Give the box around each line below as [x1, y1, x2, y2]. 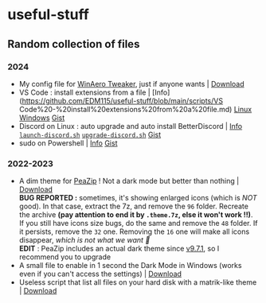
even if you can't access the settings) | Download [18, 269, 182, 279]
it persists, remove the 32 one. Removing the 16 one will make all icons [18, 227, 250, 236]
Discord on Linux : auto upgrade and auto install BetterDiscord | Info [18, 121, 243, 130]
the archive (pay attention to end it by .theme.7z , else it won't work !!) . [18, 210, 253, 219]
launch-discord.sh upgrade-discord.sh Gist [18, 130, 162, 139]
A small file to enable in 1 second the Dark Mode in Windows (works [18, 261, 242, 270]
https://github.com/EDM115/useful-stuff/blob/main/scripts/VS [22, 95, 224, 105]
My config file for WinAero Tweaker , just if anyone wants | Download [18, 79, 244, 88]
